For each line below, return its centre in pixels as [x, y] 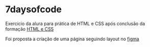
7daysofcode [34, 9]
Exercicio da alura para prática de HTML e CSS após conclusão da [75, 24]
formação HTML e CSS [30, 29]
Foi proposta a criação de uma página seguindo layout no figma [72, 39]
